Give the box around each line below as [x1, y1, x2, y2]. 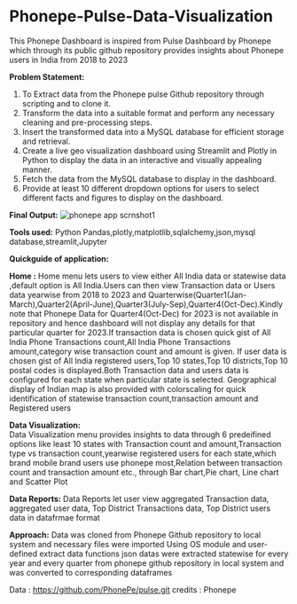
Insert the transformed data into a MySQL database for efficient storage [21, 126, 285, 137]
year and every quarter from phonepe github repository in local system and [9, 557, 285, 569]
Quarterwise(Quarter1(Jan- [147, 289, 247, 300]
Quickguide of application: [9, 253, 109, 263]
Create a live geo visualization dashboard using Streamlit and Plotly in [21, 145, 277, 156]
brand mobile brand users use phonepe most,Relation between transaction [9, 457, 283, 467]
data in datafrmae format [9, 512, 100, 522]
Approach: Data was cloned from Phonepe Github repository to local [9, 529, 262, 540]
